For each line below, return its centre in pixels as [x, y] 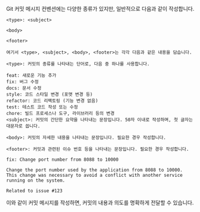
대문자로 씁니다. [23, 126]
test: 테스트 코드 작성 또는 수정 [42, 107]
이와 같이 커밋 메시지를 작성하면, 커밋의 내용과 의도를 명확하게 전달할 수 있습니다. [100, 202]
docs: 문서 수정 [24, 88]
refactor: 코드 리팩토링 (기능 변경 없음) [52, 101]
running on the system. [36, 180]
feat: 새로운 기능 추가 [31, 76]
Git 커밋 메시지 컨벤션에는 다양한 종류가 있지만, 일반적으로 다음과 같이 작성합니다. [100, 9]
